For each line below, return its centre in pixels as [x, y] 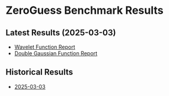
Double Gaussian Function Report [56, 53]
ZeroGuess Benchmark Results [84, 10]
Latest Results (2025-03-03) [61, 33]
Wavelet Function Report [45, 47]
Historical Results [39, 72]
